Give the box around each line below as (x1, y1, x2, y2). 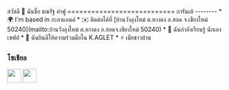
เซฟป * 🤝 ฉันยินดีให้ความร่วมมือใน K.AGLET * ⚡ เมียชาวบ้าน (7, 34, 151, 41)
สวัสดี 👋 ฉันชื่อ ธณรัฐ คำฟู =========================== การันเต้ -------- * (7, 8, 222, 15)
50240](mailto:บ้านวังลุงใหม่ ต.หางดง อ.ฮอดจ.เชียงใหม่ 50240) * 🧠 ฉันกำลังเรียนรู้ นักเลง (7, 25, 221, 33)
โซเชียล (7, 53, 27, 63)
